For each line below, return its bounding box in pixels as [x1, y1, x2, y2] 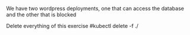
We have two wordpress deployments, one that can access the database [6, 5, 184, 12]
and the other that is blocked [6, 11, 77, 18]
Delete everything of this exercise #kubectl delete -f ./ [6, 23, 138, 29]
